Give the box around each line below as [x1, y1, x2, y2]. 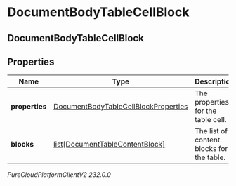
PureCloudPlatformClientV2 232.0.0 [7, 171, 111, 179]
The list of [194, 126, 228, 136]
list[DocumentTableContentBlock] [53, 140, 166, 150]
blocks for [194, 144, 228, 154]
